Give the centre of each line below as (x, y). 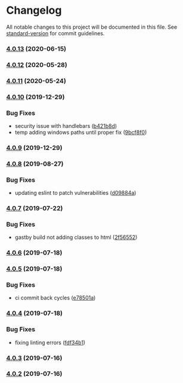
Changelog (34, 10)
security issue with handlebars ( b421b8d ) (66, 125)
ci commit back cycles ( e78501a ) (55, 298)
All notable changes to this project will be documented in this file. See (92, 27)
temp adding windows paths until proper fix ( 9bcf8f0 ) (81, 132)
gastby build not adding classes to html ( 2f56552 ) (76, 237)
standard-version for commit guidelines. (55, 33)
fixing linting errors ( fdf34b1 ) (50, 342)
